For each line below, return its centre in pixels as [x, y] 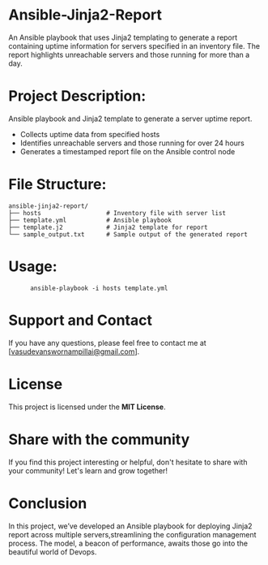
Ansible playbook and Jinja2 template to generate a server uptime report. [130, 119]
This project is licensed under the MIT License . [87, 407]
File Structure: [57, 185]
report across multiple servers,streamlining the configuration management [132, 534]
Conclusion [48, 503]
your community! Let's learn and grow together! [88, 470]
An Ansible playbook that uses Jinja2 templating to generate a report [123, 37]
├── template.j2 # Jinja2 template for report [108, 227]
